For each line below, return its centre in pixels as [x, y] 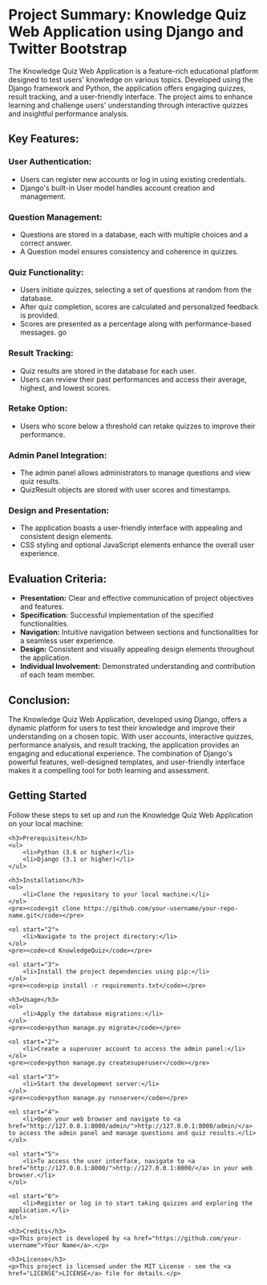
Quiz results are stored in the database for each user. [108, 371]
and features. [42, 606]
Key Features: [44, 139]
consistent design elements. [67, 537]
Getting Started [48, 796]
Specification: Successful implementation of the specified [117, 615]
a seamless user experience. [67, 641]
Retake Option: [38, 408]
